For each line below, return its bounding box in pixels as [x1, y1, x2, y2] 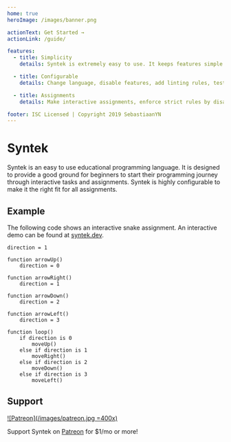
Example [7, 205, 45, 217]
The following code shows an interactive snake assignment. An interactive [7, 223, 218, 232]
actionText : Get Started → [7, 29, 85, 36]
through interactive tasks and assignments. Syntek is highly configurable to [7, 178, 221, 186]
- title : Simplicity [13, 54, 72, 61]
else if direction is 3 [19, 371, 88, 378]
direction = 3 [19, 317, 60, 323]
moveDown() [32, 365, 63, 372]
